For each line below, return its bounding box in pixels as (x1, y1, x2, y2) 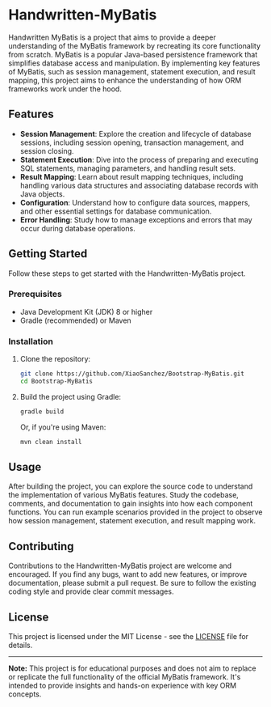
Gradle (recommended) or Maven (19, 315, 131, 325)
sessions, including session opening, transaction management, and (19, 138, 244, 147)
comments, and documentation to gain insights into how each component (8, 499, 253, 509)
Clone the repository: (19, 354, 91, 364)
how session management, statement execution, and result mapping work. (8, 516, 256, 526)
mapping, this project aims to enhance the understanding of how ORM (8, 75, 242, 85)
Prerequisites (8, 289, 62, 300)
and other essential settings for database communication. (19, 206, 212, 216)
